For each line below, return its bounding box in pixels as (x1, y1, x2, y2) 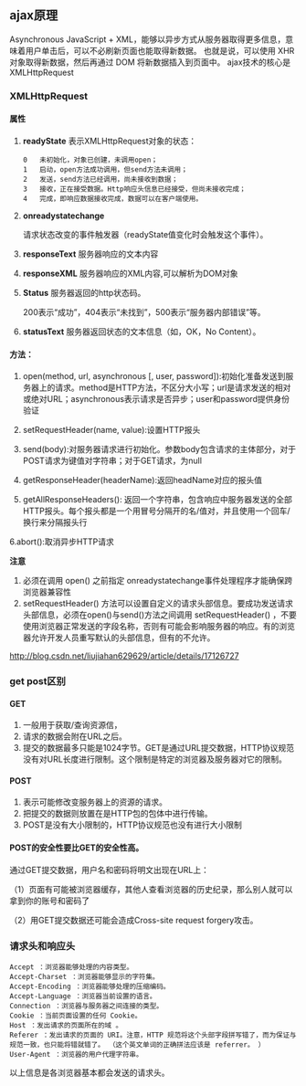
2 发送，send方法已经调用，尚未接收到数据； (22, 174, 179, 184)
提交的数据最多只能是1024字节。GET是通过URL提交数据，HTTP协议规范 (22, 743, 295, 754)
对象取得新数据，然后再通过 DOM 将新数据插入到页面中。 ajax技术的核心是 (9, 57, 291, 68)
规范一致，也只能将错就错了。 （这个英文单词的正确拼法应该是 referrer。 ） (9, 1039, 266, 1049)
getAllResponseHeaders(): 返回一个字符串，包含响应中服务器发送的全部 (22, 494, 292, 505)
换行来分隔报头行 (22, 517, 88, 528)
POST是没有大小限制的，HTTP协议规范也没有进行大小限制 (22, 819, 242, 830)
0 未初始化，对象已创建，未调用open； (22, 155, 158, 164)
